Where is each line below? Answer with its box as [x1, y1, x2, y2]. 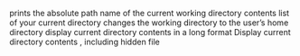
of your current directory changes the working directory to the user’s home [9, 17, 289, 28]
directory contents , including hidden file [9, 36, 160, 47]
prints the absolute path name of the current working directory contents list [9, 8, 290, 18]
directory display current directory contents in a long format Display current [9, 27, 291, 37]
